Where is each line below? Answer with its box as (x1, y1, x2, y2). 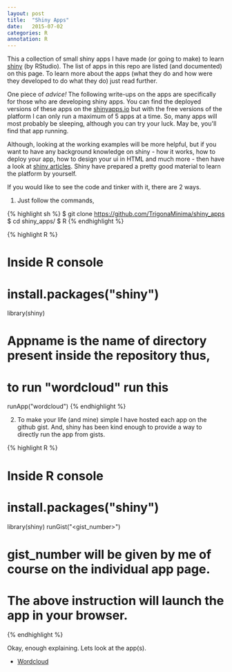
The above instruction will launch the (7, 593, 224, 608)
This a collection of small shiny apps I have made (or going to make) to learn (7, 55, 224, 63)
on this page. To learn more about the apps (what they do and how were (7, 70, 213, 78)
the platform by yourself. (7, 170, 77, 178)
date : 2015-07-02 (7, 23, 64, 30)
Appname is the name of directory (7, 333, 207, 349)
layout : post (7, 10, 45, 17)
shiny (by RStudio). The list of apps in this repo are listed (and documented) (7, 62, 222, 70)
